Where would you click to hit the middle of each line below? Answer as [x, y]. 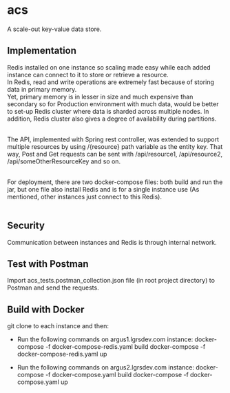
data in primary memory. [42, 89]
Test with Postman [48, 264]
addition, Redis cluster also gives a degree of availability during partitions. [112, 119]
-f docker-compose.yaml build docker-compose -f [117, 375]
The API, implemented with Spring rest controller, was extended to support [113, 139]
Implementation [42, 51]
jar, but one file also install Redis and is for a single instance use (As [103, 189]
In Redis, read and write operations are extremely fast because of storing [111, 82]
